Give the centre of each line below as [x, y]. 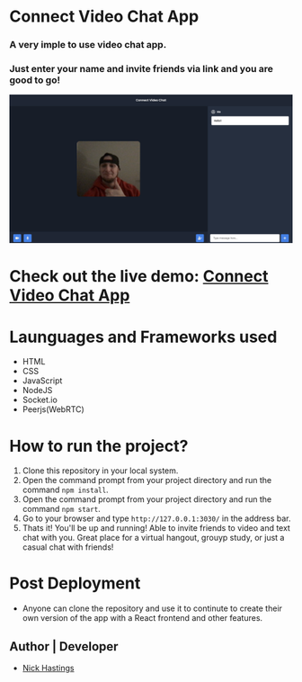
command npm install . [66, 490]
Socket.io [40, 400]
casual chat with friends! [68, 547]
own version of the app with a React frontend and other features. [142, 618]
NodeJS [37, 390]
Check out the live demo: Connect [139, 277]
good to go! [35, 80]
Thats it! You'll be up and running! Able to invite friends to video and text [156, 528]
